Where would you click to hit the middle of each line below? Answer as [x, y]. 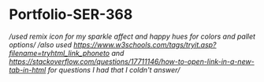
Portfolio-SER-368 [71, 15]
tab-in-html [28, 69]
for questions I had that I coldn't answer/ [114, 69]
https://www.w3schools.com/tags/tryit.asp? [145, 44]
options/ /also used [41, 44]
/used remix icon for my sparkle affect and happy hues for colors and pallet [132, 36]
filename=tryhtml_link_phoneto [59, 53]
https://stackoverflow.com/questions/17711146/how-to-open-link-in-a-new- [132, 61]
